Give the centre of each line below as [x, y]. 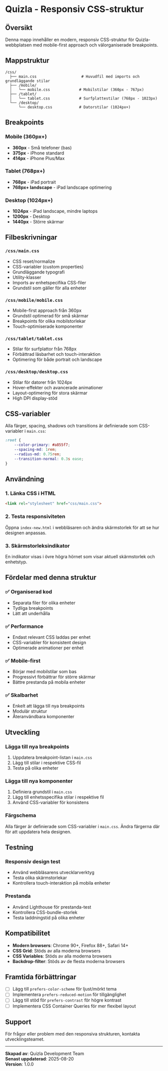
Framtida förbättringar [41, 977]
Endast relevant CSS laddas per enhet [51, 637]
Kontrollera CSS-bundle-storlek [45, 912]
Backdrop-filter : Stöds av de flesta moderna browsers [68, 961]
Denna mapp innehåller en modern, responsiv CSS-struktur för [70, 39]
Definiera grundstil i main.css [42, 792]
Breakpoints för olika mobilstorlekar [49, 321]
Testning [19, 847]
